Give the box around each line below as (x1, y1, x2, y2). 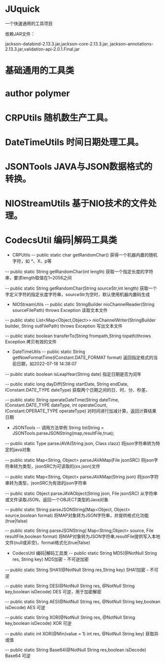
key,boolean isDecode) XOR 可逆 (5, 620, 72, 626)
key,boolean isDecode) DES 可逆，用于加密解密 (5, 589, 102, 594)
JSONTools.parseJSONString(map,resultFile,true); (12, 430, 114, 436)
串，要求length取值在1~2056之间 (5, 275, 72, 280)
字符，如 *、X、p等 (12, 258, 52, 264)
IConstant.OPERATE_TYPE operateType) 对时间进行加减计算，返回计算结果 (5, 408, 157, 414)
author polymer (5, 88, 70, 99)
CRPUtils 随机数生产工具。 (5, 112, 113, 123)
